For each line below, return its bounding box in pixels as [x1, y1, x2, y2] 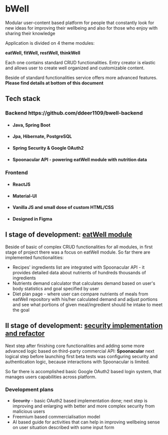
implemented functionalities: [5, 254, 64, 260]
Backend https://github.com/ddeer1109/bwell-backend [5, 110, 143, 117]
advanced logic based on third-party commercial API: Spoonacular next [5, 348, 154, 354]
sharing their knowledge [5, 30, 56, 36]
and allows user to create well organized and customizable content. [5, 65, 145, 71]
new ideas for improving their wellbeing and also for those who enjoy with [5, 25, 158, 31]
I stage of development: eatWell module [5, 231, 132, 239]
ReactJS [12, 181, 31, 187]
